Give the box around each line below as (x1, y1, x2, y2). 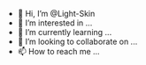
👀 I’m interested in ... (17, 18, 93, 28)
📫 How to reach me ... (17, 47, 100, 56)
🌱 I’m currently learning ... (17, 27, 112, 37)
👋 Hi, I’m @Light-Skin (17, 9, 96, 18)
